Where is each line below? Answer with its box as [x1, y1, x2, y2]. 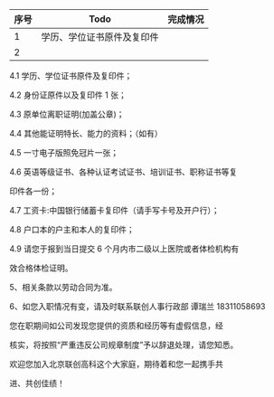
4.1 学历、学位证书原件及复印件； [9, 71, 133, 80]
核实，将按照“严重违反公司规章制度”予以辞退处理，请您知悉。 [9, 339, 239, 350]
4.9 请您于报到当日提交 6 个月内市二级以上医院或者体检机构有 [9, 243, 240, 254]
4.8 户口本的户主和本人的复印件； [9, 224, 135, 234]
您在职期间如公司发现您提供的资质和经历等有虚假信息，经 [9, 320, 223, 331]
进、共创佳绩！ [9, 378, 65, 388]
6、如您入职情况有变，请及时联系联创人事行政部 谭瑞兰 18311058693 [9, 301, 266, 311]
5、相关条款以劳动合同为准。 [9, 282, 118, 292]
